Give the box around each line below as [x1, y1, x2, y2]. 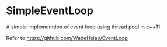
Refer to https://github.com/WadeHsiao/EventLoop [6, 34, 128, 41]
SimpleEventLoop [6, 4, 93, 17]
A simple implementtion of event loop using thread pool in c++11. [6, 23, 162, 30]
